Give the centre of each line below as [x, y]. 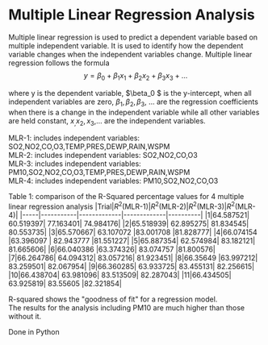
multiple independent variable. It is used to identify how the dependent [126, 45]
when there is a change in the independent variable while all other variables [134, 112]
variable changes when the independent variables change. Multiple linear [130, 54]
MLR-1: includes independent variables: [74, 138]
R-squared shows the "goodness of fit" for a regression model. [113, 299]
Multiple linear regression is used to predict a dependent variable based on [133, 37]
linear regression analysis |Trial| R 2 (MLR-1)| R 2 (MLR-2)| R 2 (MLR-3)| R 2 [122, 206]
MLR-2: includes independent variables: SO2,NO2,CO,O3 [103, 156]
